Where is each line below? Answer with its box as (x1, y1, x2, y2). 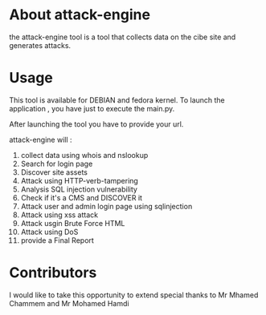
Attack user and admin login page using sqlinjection (20, 201, 193, 211)
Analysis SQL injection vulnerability (20, 184, 137, 194)
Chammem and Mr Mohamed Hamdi (9, 298, 129, 308)
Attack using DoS (20, 227, 79, 236)
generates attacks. (9, 40, 72, 50)
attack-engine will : (9, 135, 72, 144)
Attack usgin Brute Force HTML (20, 218, 125, 228)
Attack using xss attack (20, 210, 99, 220)
